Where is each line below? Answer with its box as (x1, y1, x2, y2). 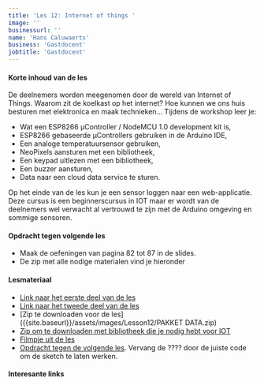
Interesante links (8, 369, 65, 379)
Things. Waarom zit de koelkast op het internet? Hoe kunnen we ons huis (8, 99, 246, 108)
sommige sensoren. (8, 213, 73, 222)
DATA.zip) (184, 317, 218, 327)
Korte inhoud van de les (8, 73, 88, 82)
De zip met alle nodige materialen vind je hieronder (19, 257, 185, 267)
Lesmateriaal (8, 275, 52, 284)
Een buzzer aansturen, (19, 164, 93, 174)
